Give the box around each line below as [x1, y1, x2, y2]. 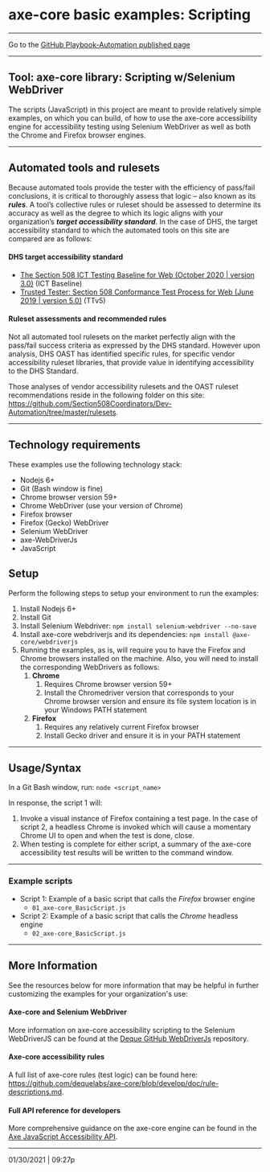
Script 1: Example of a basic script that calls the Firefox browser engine [19, 894, 256, 903]
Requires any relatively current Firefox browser [43, 722, 199, 731]
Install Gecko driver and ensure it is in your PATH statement [43, 730, 241, 740]
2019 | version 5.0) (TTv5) [19, 295, 106, 305]
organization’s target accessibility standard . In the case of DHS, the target [8, 216, 259, 226]
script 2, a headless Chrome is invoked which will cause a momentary [19, 822, 252, 832]
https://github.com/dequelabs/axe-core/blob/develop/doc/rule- [8, 1078, 219, 1088]
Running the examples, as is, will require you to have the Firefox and [19, 645, 246, 655]
